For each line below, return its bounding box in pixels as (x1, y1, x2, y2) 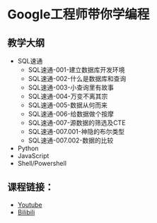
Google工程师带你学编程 (7, 6, 150, 23)
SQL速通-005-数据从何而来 (28, 101, 108, 109)
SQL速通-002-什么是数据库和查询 (28, 75, 127, 83)
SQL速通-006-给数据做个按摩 (28, 110, 115, 118)
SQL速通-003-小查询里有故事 (28, 83, 115, 92)
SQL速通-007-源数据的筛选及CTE (28, 119, 126, 127)
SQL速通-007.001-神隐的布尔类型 (28, 128, 125, 135)
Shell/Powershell (17, 159, 67, 167)
